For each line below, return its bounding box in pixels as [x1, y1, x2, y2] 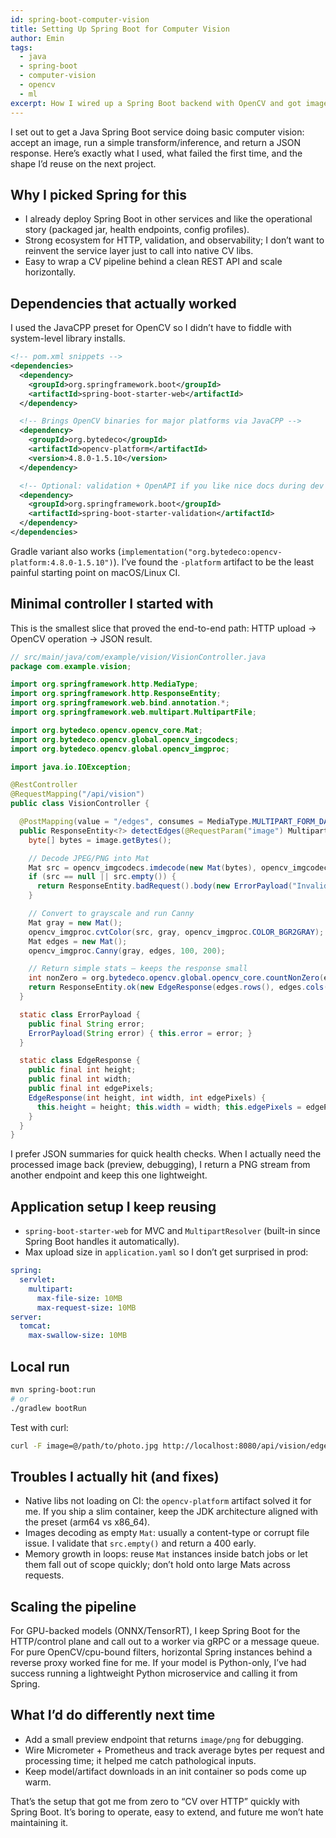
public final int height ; [28, 1065, 137, 1075]
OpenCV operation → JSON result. [10, 632, 153, 645]
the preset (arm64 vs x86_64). [24, 1516, 151, 1528]
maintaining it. [10, 1816, 69, 1828]
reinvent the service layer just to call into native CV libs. [24, 245, 254, 257]
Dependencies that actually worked [10, 295, 237, 312]
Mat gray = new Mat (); [28, 917, 123, 928]
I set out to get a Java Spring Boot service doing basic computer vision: [10, 126, 305, 138]
